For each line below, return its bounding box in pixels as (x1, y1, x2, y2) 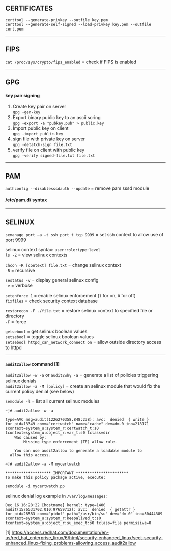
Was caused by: (14, 435, 47, 440)
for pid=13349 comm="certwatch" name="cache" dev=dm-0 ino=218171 (5, 422, 149, 427)
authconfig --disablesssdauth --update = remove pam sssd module (5, 185, 149, 191)
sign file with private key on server (12, 136, 85, 142)
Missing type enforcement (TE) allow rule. (23, 440, 117, 445)
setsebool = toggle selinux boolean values (5, 334, 94, 340)
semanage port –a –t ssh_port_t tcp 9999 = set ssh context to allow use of (5, 231, 164, 238)
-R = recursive (5, 267, 35, 274)
